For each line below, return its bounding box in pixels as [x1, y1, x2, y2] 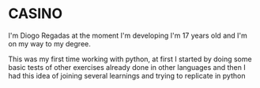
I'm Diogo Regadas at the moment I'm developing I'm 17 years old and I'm [8, 31, 247, 40]
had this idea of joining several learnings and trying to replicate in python [8, 71, 246, 80]
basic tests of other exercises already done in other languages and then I [8, 62, 247, 71]
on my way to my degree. [8, 38, 91, 48]
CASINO [8, 5, 63, 23]
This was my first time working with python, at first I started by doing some [8, 54, 252, 64]
